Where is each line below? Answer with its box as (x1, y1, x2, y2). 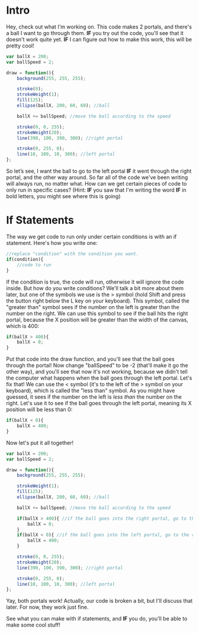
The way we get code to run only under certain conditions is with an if (6, 233, 177, 240)
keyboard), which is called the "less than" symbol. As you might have (6, 387, 175, 395)
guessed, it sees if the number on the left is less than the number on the (6, 393, 182, 400)
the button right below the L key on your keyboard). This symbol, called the (6, 297, 190, 304)
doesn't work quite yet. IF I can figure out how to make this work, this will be (6, 36, 192, 43)
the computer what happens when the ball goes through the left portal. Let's (6, 374, 192, 381)
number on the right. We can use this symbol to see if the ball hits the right (6, 310, 188, 317)
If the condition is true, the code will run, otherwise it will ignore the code (6, 278, 184, 285)
